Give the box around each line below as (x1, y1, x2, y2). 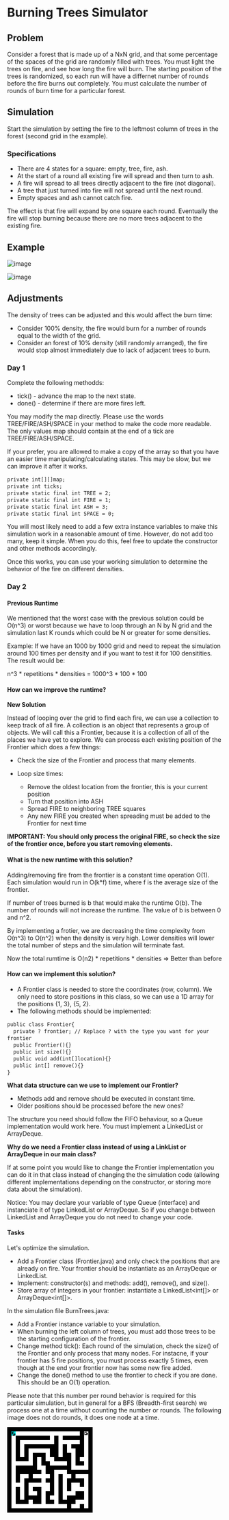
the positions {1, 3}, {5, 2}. (16, 999, 91, 1008)
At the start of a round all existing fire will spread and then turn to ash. (16, 172, 214, 180)
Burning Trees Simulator (7, 5, 148, 21)
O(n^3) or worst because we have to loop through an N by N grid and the (7, 621, 213, 630)
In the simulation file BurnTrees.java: (7, 1306, 109, 1315)
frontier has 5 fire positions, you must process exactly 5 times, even (16, 1356, 208, 1365)
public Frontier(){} (13, 1041, 72, 1049)
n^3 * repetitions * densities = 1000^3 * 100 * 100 (7, 670, 148, 678)
